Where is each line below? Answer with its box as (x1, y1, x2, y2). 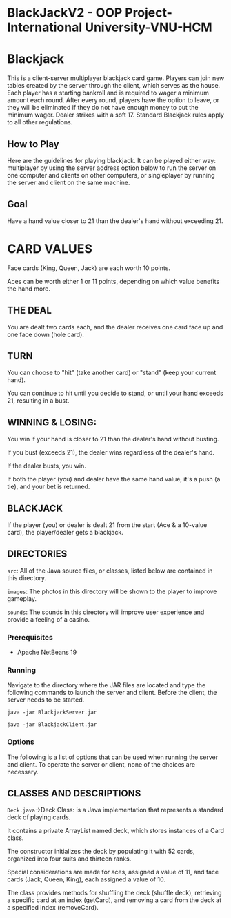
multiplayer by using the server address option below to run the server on (7, 164, 216, 172)
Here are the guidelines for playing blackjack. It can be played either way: (7, 156, 216, 164)
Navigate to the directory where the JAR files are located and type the (7, 681, 206, 689)
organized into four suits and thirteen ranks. (7, 854, 132, 863)
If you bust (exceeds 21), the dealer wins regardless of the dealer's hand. (7, 448, 215, 457)
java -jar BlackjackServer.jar (7, 709, 97, 716)
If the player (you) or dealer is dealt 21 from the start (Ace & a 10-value (7, 520, 208, 529)
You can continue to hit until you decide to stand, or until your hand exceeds (7, 389, 224, 398)
